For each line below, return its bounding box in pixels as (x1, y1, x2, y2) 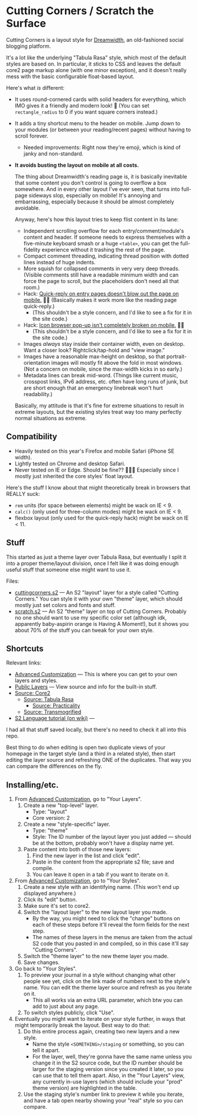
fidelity (23, 246, 41, 253)
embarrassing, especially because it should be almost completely (14, 198, 174, 205)
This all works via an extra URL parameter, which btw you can (32, 997, 183, 1004)
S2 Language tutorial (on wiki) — (14, 715, 95, 722)
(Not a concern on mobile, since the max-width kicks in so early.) (23, 365, 183, 372)
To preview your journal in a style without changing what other (23, 971, 176, 979)
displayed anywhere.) (23, 890, 76, 897)
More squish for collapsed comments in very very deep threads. (23, 265, 180, 272)
